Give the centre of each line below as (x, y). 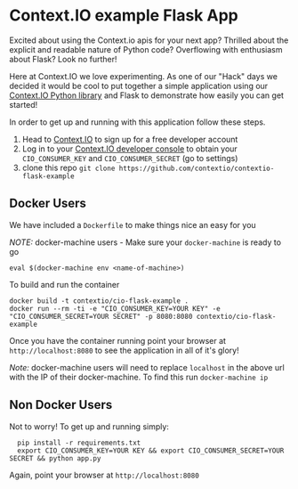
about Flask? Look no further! (63, 59)
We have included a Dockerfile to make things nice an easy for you (133, 224)
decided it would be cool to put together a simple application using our (139, 86)
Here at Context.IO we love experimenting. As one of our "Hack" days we (144, 76)
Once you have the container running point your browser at (118, 340)
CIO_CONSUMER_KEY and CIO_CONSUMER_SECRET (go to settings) (130, 158)
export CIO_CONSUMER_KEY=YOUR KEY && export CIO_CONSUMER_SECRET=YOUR (151, 451)
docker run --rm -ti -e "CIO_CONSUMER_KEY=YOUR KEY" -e (115, 308)
